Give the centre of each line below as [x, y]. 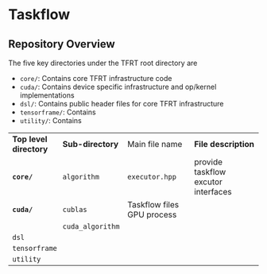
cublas [75, 209]
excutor [208, 182]
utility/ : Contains [50, 120]
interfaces [213, 192]
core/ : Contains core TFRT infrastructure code [96, 78]
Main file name [155, 144]
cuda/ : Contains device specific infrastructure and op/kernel [118, 87]
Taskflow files [153, 205]
